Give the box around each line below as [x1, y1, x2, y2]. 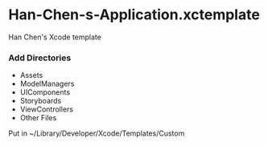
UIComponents [19, 87, 71, 97]
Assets [19, 71, 43, 80]
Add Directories [8, 52, 72, 63]
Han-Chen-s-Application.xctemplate [8, 6, 260, 24]
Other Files [19, 113, 57, 123]
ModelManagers [19, 79, 75, 89]
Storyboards [19, 96, 62, 106]
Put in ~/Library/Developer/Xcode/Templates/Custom [8, 128, 185, 138]
